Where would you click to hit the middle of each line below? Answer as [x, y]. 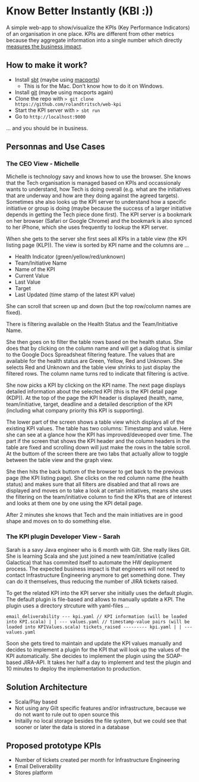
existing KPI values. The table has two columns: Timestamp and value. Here [99, 429]
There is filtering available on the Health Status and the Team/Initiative [92, 324]
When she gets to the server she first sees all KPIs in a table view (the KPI [97, 239]
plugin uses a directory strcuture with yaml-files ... [68, 606]
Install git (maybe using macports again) [64, 92]
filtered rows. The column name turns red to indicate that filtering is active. [97, 374]
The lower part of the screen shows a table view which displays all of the [95, 422]
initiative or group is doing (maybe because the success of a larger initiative [99, 208]
